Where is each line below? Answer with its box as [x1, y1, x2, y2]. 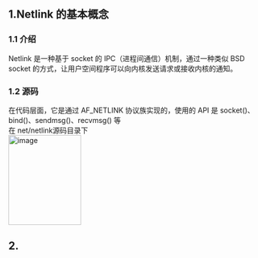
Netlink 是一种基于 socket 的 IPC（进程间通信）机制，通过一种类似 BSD [8, 53, 245, 63]
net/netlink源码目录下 [17, 125, 89, 135]
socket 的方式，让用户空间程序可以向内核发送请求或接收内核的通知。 [8, 63, 238, 73]
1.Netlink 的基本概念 [8, 7, 109, 22]
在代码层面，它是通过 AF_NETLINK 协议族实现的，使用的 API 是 [8, 105, 219, 115]
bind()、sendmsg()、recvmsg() [8, 115, 113, 125]
